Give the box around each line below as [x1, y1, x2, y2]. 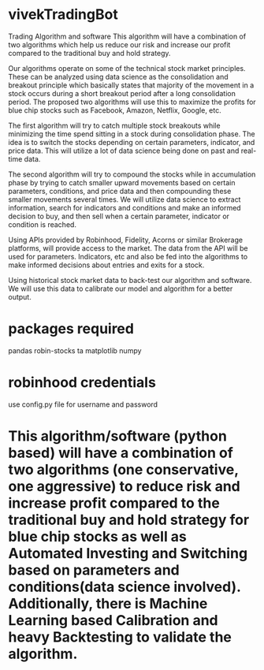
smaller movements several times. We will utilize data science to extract [8, 195, 241, 204]
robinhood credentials [8, 374, 156, 392]
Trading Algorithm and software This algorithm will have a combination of [8, 32, 247, 41]
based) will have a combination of [8, 444, 234, 462]
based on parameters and [8, 561, 180, 579]
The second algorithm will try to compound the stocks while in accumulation [8, 169, 256, 179]
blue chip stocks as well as [8, 528, 188, 545]
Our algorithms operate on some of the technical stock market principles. [8, 63, 246, 73]
